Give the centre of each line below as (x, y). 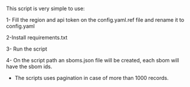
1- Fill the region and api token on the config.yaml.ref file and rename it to (95, 20)
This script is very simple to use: (45, 9)
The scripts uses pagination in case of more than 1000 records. (92, 78)
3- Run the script (27, 49)
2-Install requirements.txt (37, 37)
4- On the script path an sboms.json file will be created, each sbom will (93, 60)
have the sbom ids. (29, 66)
